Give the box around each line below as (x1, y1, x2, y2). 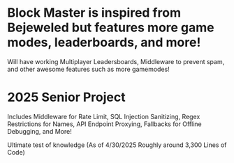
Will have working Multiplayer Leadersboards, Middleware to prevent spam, (7, 57, 225, 65)
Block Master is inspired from (7, 5, 182, 21)
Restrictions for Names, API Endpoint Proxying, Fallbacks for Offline (7, 120, 203, 128)
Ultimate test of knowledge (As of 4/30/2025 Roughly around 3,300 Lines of (7, 141, 227, 149)
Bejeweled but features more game (7, 20, 214, 36)
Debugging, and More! (7, 127, 72, 135)
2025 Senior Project (7, 89, 126, 105)
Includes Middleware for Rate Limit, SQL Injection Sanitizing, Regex (7, 112, 200, 121)
